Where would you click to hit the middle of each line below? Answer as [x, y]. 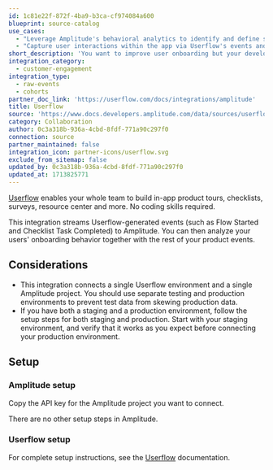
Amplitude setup [42, 385]
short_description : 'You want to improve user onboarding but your [125, 54]
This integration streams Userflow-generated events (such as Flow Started [134, 222]
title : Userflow [36, 107]
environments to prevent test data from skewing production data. [129, 302]
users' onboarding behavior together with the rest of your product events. [132, 239]
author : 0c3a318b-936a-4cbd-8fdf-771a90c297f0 [89, 129]
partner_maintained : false [54, 144]
